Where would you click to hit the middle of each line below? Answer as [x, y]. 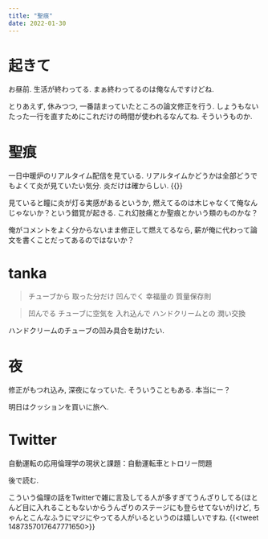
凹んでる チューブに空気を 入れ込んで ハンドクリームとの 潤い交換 [137, 314]
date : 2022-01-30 [37, 23]
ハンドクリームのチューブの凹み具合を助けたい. [86, 331]
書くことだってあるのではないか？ [78, 240]
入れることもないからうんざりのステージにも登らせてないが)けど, [144, 508]
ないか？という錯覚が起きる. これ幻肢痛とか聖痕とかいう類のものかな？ [140, 213]
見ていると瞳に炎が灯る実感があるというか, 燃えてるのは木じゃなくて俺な [130, 203]
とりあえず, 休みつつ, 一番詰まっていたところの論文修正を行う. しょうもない [134, 106]
